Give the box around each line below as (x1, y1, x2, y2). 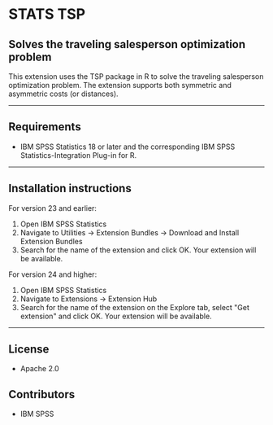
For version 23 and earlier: (8, 203, 97, 212)
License (8, 343, 50, 357)
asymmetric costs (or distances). (8, 89, 119, 99)
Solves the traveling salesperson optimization (8, 37, 246, 51)
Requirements (8, 120, 81, 134)
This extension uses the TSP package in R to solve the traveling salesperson (8, 72, 264, 81)
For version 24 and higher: (8, 269, 97, 279)
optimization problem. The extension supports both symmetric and (8, 81, 232, 90)
